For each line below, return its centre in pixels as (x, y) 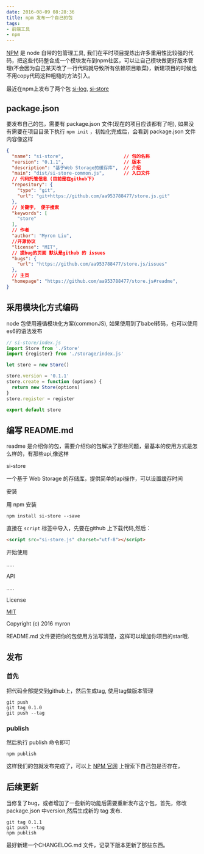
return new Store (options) (46, 387)
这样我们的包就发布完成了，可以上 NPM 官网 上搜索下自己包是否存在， (95, 766)
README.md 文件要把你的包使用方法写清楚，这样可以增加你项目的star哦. (98, 637)
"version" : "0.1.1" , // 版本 (76, 162)
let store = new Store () (38, 365)
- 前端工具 (18, 29)
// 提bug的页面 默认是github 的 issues (58, 253)
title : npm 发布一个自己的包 (40, 18)
